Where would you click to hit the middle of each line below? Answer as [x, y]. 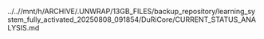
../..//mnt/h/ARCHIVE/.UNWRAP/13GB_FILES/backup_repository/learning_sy [132, 11]
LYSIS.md [24, 28]
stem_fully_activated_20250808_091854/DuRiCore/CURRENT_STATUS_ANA [132, 19]
